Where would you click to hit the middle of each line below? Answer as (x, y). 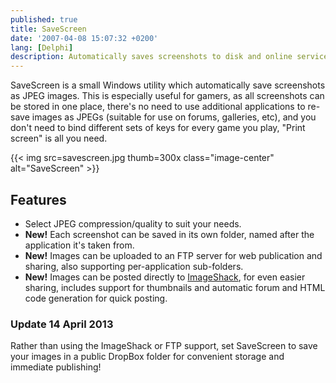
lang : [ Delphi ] (42, 47)
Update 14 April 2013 (62, 324)
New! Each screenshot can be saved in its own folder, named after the (169, 234)
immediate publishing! (56, 367)
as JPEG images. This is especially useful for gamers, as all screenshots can (167, 96)
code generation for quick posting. (96, 298)
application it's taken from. (79, 245)
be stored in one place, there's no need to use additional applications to (158, 107)
